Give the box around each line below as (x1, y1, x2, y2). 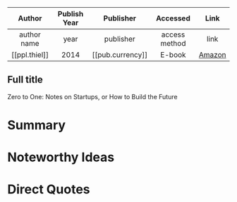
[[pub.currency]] (92, 50, 148, 59)
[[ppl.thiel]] (11, 50, 49, 59)
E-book (160, 50, 186, 59)
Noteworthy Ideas (7, 149, 115, 165)
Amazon (198, 50, 226, 59)
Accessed (156, 13, 190, 23)
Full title (7, 74, 44, 86)
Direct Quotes (7, 182, 90, 198)
